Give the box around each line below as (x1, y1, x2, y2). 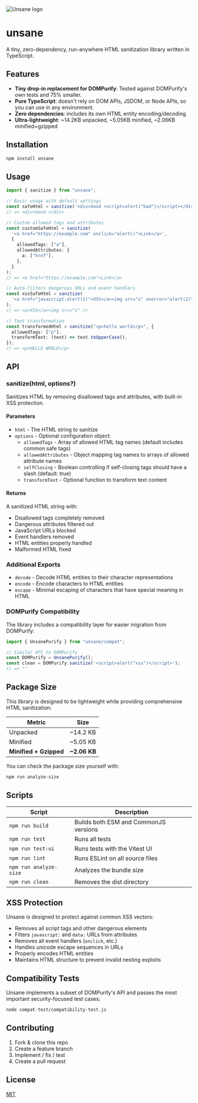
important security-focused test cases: (6, 995, 101, 1003)
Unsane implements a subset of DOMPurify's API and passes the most (6, 989, 177, 996)
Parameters (6, 413, 35, 420)
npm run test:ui (9, 845, 55, 852)
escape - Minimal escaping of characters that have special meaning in (14, 586, 184, 593)
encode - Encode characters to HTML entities (14, 580, 124, 588)
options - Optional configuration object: (14, 432, 111, 439)
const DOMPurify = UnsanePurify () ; (6, 655, 94, 661)
